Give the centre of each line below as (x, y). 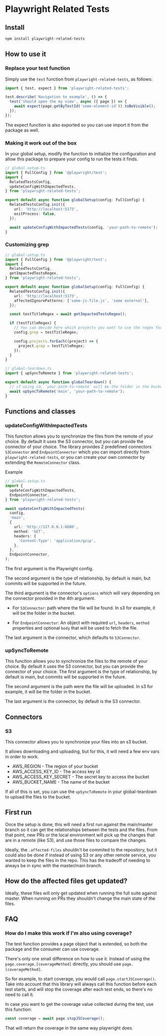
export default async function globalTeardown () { (58, 382)
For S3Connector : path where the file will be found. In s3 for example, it (84, 608)
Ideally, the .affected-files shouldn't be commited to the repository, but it (81, 849)
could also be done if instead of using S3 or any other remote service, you (81, 855)
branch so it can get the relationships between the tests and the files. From (81, 830)
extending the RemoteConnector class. (43, 463)
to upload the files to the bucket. (38, 797)
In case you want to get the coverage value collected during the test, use (80, 1004)
